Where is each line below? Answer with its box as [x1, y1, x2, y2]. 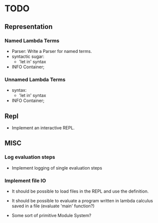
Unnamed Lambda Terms [4, 76, 66, 83]
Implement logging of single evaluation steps [11, 165, 102, 171]
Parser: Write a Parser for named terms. [11, 48, 92, 54]
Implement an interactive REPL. [11, 124, 75, 130]
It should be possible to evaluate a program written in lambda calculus [11, 198, 153, 203]
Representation [4, 23, 53, 31]
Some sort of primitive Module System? [11, 212, 91, 218]
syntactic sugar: [11, 53, 45, 59]
